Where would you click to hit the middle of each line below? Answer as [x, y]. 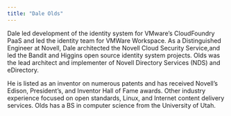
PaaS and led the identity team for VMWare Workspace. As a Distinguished [114, 40]
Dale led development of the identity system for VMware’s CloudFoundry [111, 33]
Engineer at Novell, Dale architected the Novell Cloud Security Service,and [114, 48]
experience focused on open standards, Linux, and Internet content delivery [116, 98]
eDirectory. [23, 70]
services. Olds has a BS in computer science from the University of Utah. [112, 105]
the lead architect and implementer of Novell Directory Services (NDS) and [114, 62]
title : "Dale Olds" [35, 13]
